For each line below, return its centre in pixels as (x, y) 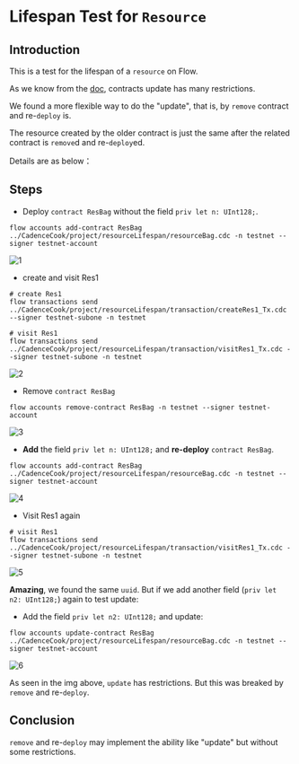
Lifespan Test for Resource (108, 17)
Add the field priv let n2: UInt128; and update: (113, 616)
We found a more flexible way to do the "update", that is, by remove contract (149, 106)
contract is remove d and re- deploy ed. (77, 142)
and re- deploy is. (40, 115)
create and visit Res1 (60, 277)
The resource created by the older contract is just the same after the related (149, 133)
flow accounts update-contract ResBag (82, 633)
